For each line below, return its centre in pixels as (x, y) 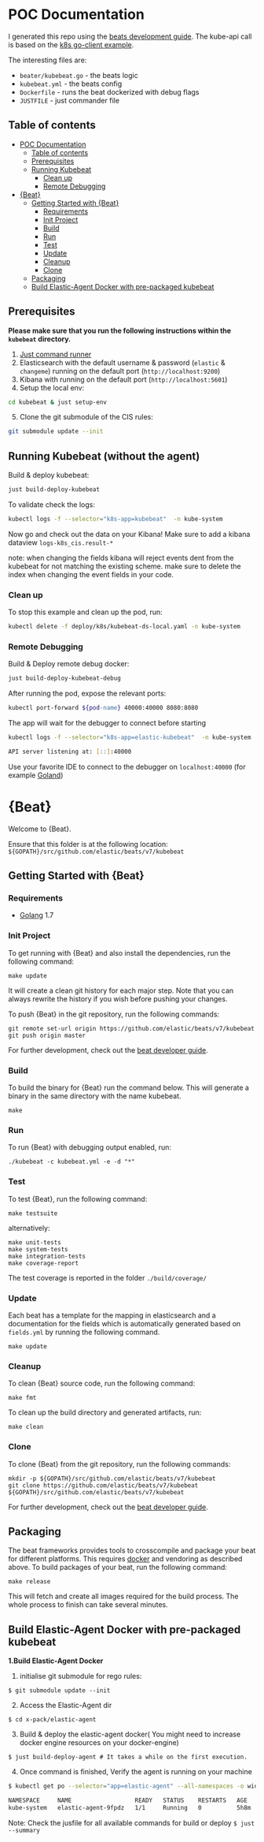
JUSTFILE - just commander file (70, 100)
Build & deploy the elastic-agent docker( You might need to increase (130, 1734)
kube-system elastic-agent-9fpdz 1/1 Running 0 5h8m (130, 1807)
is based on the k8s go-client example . (71, 44)
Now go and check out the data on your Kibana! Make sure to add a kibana (129, 534)
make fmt (22, 1398)
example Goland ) (36, 775)
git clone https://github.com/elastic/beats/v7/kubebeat (103, 1485)
